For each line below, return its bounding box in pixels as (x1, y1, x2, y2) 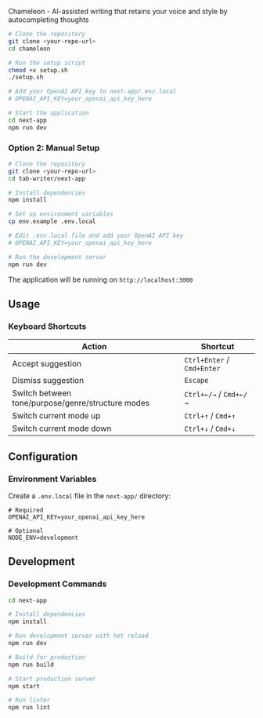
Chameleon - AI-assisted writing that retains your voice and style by (8, 7, 229, 16)
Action (81, 341, 107, 352)
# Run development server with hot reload (8, 632, 149, 640)
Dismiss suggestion (12, 375, 85, 386)
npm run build (8, 661, 55, 669)
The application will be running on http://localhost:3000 (8, 275, 193, 284)
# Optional (8, 527, 44, 534)
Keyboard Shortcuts (8, 321, 87, 332)
